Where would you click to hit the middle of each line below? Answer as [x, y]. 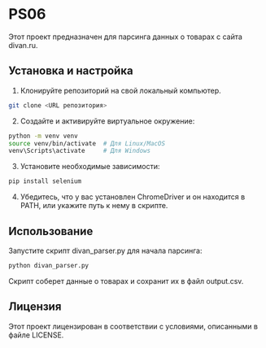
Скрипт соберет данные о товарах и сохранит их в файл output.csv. [126, 281]
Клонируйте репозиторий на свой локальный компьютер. [120, 90]
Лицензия [35, 307]
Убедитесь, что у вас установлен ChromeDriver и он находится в [133, 197]
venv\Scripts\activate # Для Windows [80, 151]
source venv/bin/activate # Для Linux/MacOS [87, 143]
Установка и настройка [71, 71]
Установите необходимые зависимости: [90, 167]
